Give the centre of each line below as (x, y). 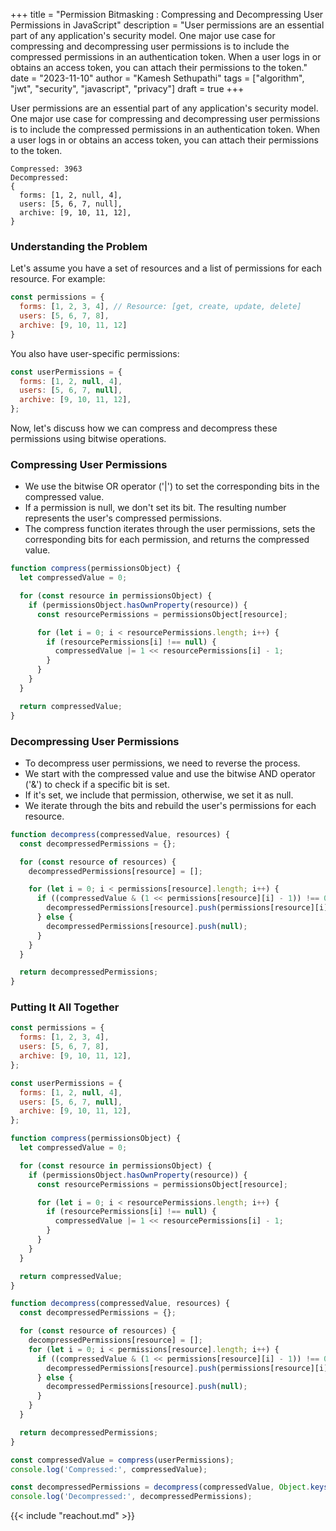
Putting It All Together (65, 1007)
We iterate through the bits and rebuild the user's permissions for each (170, 805)
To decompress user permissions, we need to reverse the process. (162, 763)
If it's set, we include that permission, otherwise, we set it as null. (159, 795)
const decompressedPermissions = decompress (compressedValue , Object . (160, 1487)
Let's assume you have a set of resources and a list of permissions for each (166, 268)
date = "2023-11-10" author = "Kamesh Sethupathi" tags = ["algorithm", (157, 78)
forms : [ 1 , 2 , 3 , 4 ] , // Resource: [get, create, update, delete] (160, 307)
